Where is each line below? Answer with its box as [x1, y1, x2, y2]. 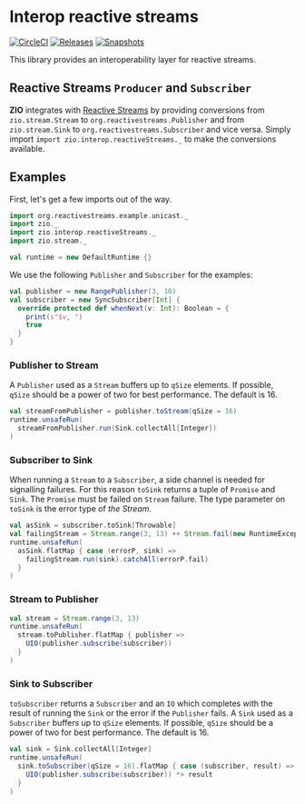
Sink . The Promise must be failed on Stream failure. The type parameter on [9, 493, 286, 505]
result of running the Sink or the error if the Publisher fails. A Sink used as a [9, 708, 293, 719]
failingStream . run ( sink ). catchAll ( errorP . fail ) [25, 554, 209, 564]
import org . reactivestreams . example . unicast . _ [9, 211, 189, 220]
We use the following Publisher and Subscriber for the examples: [9, 269, 253, 280]
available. [9, 143, 45, 154]
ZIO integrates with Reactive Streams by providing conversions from [9, 104, 265, 115]
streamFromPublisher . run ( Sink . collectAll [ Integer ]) [17, 424, 218, 433]
